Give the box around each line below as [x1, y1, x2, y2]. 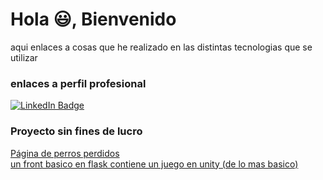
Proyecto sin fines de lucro [10, 124, 143, 138]
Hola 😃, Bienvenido [10, 8, 177, 31]
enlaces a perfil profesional [10, 76, 147, 90]
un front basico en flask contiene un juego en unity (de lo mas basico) [10, 158, 299, 170]
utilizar [10, 51, 38, 63]
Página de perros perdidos [10, 147, 120, 159]
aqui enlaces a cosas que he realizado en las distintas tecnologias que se [10, 41, 313, 53]
